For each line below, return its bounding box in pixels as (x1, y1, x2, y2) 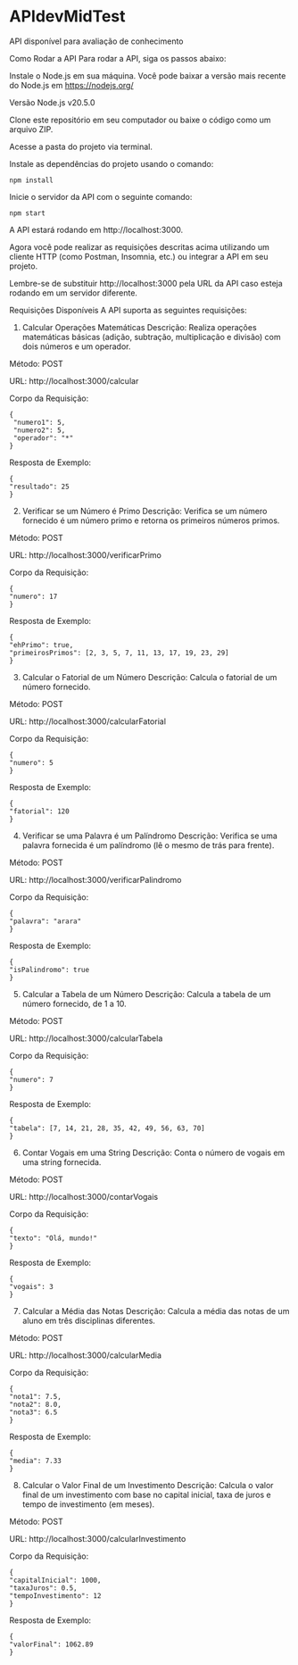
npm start (9, 208, 46, 218)
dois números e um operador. (21, 341, 131, 352)
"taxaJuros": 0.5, (9, 1583, 78, 1593)
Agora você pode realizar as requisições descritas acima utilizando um (9, 241, 269, 252)
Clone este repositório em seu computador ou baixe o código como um (9, 114, 271, 125)
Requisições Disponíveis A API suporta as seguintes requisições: (9, 304, 247, 315)
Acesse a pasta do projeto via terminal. (9, 141, 153, 152)
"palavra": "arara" (9, 917, 82, 926)
